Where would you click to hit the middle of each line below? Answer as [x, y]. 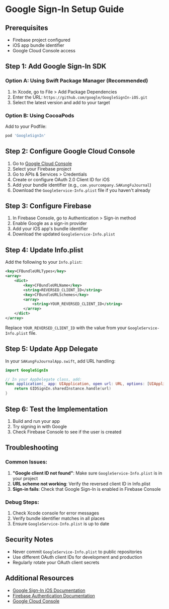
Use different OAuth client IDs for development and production [77, 557]
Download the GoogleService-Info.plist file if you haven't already [81, 190]
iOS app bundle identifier [38, 45]
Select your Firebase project [42, 169]
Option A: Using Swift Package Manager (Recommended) [77, 81]
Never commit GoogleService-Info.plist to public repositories [77, 552]
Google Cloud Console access [44, 51]
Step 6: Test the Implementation [57, 409]
